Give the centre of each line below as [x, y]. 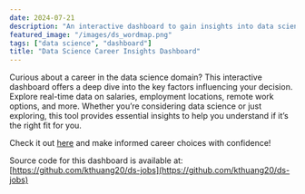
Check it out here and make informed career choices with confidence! [140, 143]
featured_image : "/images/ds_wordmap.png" [91, 34]
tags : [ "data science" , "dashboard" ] [81, 43]
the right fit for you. [45, 126]
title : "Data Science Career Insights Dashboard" [105, 52]
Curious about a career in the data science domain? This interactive [136, 77]
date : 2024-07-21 [42, 18]
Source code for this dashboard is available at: [96, 160]
